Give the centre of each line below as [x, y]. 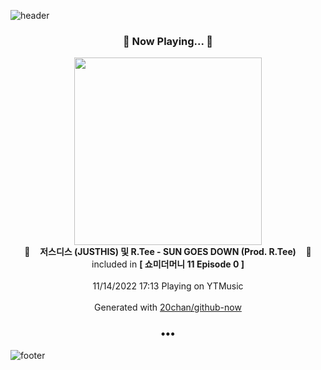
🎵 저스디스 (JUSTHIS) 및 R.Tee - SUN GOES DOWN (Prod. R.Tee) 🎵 [168, 252]
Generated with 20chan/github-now [168, 307]
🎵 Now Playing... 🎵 [168, 41]
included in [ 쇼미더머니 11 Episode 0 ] [168, 264]
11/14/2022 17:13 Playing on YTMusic [168, 286]
